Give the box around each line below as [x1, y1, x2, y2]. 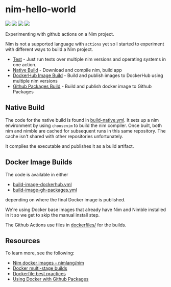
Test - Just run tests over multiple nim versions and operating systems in [12, 56, 166, 62]
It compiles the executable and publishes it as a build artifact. [5, 143, 134, 149]
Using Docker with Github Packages [12, 276, 89, 282]
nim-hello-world [5, 4, 76, 15]
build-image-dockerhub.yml [12, 181, 72, 187]
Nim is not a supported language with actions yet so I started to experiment [5, 41, 164, 47]
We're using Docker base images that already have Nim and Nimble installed [5, 206, 166, 213]
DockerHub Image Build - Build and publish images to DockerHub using [12, 72, 163, 79]
